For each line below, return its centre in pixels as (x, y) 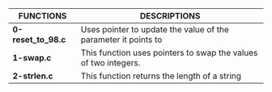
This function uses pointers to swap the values (169, 53)
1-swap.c (32, 58)
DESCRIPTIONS (170, 16)
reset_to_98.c (39, 40)
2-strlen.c (33, 76)
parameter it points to (121, 40)
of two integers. (110, 63)
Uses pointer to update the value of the (155, 29)
